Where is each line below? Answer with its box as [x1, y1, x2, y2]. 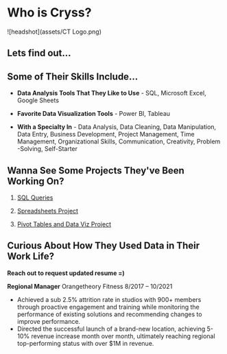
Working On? [7, 175, 64, 187]
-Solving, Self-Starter [16, 145, 77, 153]
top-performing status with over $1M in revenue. [16, 339, 154, 347]
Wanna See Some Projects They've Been [7, 165, 185, 176]
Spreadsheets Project [16, 206, 79, 215]
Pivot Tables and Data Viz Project [16, 220, 112, 228]
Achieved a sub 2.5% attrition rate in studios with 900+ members [16, 295, 202, 303]
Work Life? [7, 250, 55, 262]
